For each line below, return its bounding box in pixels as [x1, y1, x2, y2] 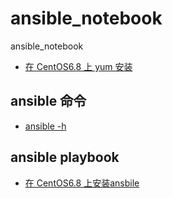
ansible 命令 [10, 93, 87, 110]
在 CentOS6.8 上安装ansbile [24, 177, 140, 189]
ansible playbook [10, 149, 120, 166]
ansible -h [24, 120, 67, 132]
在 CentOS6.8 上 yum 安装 [24, 60, 133, 72]
